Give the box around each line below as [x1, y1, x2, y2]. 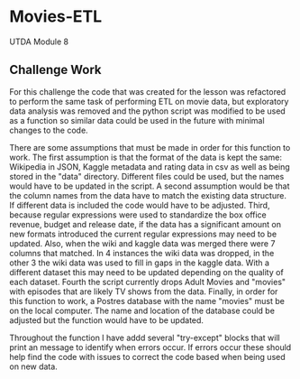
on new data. [9, 361, 59, 372]
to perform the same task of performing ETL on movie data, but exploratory [9, 96, 289, 106]
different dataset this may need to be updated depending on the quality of [9, 266, 284, 277]
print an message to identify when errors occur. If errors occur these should [9, 341, 292, 353]
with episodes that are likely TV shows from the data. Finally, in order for [9, 286, 278, 297]
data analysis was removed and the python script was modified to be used [9, 106, 286, 116]
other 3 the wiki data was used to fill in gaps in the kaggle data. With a [9, 257, 270, 268]
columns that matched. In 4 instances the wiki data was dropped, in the [9, 247, 275, 258]
